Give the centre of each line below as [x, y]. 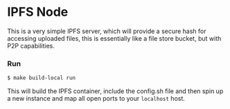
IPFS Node [38, 12]
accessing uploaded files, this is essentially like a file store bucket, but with [114, 38]
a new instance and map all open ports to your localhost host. [96, 99]
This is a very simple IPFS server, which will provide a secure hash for [107, 31]
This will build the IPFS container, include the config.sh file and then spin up [115, 91]
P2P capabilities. [31, 46]
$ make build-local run [42, 78]
